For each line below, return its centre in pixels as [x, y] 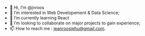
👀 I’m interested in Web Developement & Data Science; [64, 13]
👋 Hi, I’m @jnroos [27, 8]
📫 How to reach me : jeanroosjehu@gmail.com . [58, 28]
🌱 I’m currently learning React [39, 18]
